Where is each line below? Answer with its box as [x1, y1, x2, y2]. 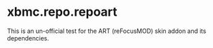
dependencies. [7, 34, 49, 42]
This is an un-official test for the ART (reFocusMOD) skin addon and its [7, 27, 207, 35]
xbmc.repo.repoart [7, 4, 117, 20]
